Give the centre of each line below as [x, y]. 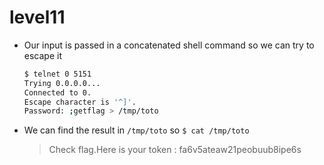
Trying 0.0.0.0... [62, 83]
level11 [37, 17]
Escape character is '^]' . [80, 102]
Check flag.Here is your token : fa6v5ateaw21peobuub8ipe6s [175, 150]
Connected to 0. [57, 92]
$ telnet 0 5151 [57, 74]
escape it [42, 55]
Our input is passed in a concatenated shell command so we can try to [169, 45]
